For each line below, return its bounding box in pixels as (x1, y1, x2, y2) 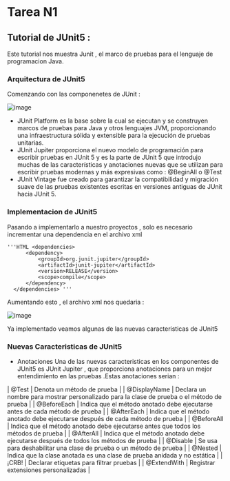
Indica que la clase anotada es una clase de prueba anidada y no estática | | (7, 451, 223, 459)
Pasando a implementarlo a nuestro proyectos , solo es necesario (7, 223, 193, 231)
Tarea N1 (7, 4, 58, 20)
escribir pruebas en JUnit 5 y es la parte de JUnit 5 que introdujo (17, 153, 202, 162)
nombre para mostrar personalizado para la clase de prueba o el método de (7, 392, 222, 400)
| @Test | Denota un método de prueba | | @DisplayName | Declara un (7, 385, 207, 393)
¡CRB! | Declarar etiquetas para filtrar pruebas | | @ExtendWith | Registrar (7, 458, 216, 467)
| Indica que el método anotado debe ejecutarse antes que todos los (7, 422, 201, 430)
